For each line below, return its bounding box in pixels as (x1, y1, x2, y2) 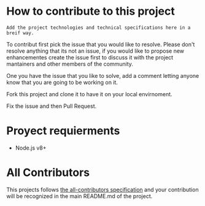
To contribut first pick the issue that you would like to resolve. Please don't (6, 40, 195, 48)
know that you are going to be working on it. (6, 78, 118, 86)
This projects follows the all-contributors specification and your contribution (6, 186, 199, 193)
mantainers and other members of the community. (6, 60, 134, 67)
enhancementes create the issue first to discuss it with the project (6, 53, 174, 61)
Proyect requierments (6, 124, 120, 138)
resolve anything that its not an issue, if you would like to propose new (6, 47, 185, 55)
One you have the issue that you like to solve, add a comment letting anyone (6, 72, 199, 79)
